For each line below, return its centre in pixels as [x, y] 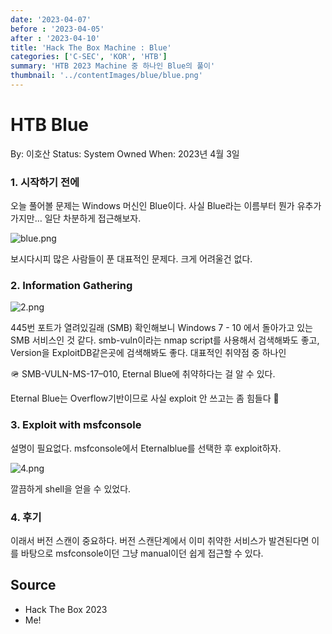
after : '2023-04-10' [55, 38]
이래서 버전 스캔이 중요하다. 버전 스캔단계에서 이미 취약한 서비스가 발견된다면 [160, 540]
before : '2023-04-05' [57, 29]
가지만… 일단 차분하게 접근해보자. [76, 218]
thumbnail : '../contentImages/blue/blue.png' [106, 76]
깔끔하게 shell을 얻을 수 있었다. [71, 488]
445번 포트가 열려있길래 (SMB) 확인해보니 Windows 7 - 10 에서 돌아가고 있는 [161, 328]
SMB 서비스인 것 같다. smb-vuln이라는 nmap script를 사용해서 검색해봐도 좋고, [165, 340]
